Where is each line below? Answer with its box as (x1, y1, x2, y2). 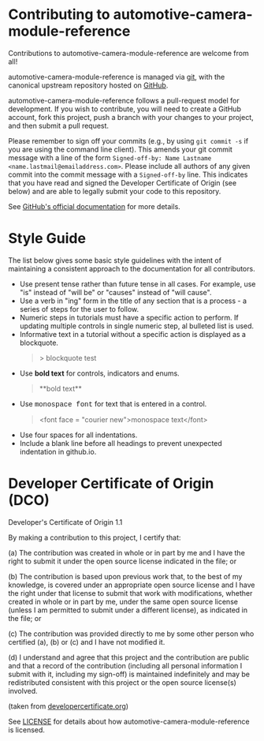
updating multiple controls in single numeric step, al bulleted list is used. (19, 321, 255, 331)
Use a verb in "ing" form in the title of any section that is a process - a (19, 296, 247, 305)
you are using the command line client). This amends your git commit (8, 144, 232, 154)
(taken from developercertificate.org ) (8, 701, 128, 711)
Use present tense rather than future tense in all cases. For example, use (19, 279, 256, 289)
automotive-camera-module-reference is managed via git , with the (8, 72, 225, 81)
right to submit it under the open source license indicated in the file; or (8, 556, 237, 566)
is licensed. (8, 724, 46, 735)
